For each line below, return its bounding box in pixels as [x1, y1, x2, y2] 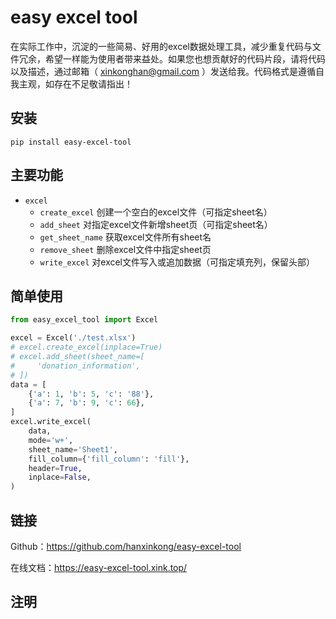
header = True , [28, 463, 83, 473]
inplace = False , [28, 472, 92, 483]
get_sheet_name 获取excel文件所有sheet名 [39, 231, 212, 243]
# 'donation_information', [10, 361, 141, 371]
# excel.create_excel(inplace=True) [10, 342, 163, 353]
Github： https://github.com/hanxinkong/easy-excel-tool [10, 540, 242, 552]
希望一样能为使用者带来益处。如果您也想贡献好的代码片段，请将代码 [44, 52, 326, 65]
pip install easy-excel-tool [10, 137, 132, 147]
